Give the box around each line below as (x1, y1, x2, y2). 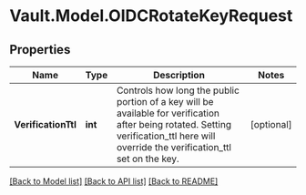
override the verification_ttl (117, 141, 232, 153)
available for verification (117, 107, 220, 119)
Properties (9, 42, 71, 57)
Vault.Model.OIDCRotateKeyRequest (9, 5, 293, 26)
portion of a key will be (117, 96, 214, 108)
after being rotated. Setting (117, 118, 232, 130)
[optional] (250, 118, 292, 130)
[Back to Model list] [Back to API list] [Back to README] (9, 176, 219, 187)
